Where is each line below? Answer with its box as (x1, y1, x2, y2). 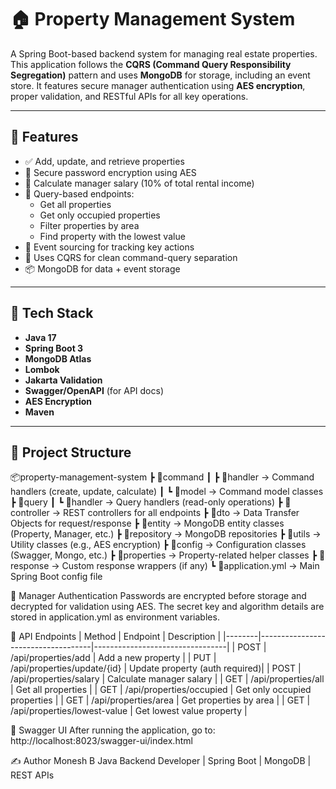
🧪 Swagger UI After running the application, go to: (10, 724, 216, 736)
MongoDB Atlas (24, 352, 92, 365)
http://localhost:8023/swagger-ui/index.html (10, 735, 193, 747)
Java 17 (24, 331, 57, 343)
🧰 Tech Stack (10, 305, 94, 322)
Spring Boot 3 (24, 342, 84, 354)
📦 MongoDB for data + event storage (24, 262, 181, 275)
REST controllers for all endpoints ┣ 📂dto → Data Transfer (63, 507, 300, 519)
